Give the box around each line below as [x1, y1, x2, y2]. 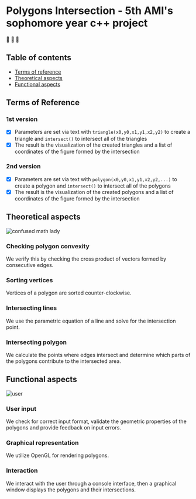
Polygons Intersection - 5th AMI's [6, 4, 174, 18]
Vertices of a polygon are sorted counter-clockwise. [6, 289, 132, 296]
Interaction [6, 466, 38, 474]
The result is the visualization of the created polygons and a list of [14, 188, 174, 195]
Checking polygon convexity [6, 242, 90, 250]
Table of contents [6, 53, 71, 63]
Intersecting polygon [6, 338, 67, 346]
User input [6, 404, 37, 413]
